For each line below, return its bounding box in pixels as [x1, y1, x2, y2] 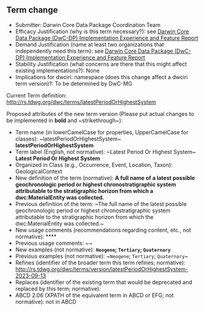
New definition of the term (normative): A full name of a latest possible [15, 174, 195, 182]
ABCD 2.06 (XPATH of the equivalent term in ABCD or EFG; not [15, 291, 174, 299]
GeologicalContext [15, 167, 62, 175]
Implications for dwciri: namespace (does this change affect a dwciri [15, 73, 188, 80]
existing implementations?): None [15, 67, 100, 74]
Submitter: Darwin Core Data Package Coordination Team [15, 21, 161, 28]
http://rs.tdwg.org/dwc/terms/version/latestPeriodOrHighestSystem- [15, 265, 188, 272]
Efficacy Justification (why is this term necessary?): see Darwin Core [15, 28, 190, 35]
